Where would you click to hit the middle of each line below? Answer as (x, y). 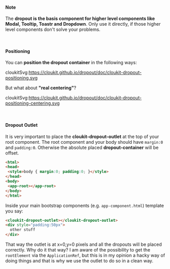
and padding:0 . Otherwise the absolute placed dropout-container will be (82, 147)
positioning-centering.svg (33, 103)
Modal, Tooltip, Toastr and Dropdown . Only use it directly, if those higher (83, 24)
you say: (14, 211)
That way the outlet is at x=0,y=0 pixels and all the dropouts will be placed (84, 244)
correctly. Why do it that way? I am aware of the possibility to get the (78, 250)
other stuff (23, 230)
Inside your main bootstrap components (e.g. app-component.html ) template (85, 205)
